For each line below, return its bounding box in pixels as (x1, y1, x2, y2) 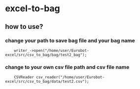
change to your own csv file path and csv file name (5, 64, 130, 70)
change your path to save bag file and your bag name (5, 37, 136, 44)
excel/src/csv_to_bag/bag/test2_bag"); (5, 52, 87, 57)
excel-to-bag (5, 3, 60, 14)
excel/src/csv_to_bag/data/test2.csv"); (5, 79, 90, 84)
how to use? (5, 22, 43, 31)
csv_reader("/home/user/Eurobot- (36, 75, 105, 80)
